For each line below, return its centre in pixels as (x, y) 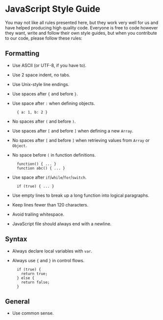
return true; (35, 274)
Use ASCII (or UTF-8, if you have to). (49, 65)
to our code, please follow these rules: (44, 38)
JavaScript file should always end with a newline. (62, 224)
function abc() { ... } (41, 168)
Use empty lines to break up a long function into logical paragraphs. (81, 195)
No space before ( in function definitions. (54, 155)
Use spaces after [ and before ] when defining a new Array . (73, 131)
